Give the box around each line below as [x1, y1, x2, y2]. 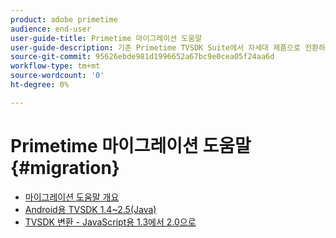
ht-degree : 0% [10, 80, 70, 90]
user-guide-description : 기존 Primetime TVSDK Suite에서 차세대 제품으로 [10, 42, 301, 53]
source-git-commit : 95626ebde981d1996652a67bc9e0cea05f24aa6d [10, 52, 275, 62]
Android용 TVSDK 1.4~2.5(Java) [24, 203, 157, 215]
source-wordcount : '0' [10, 71, 105, 81]
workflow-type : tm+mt [10, 61, 101, 71]
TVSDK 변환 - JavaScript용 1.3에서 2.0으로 [24, 216, 197, 228]
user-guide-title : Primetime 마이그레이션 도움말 [10, 33, 203, 43]
